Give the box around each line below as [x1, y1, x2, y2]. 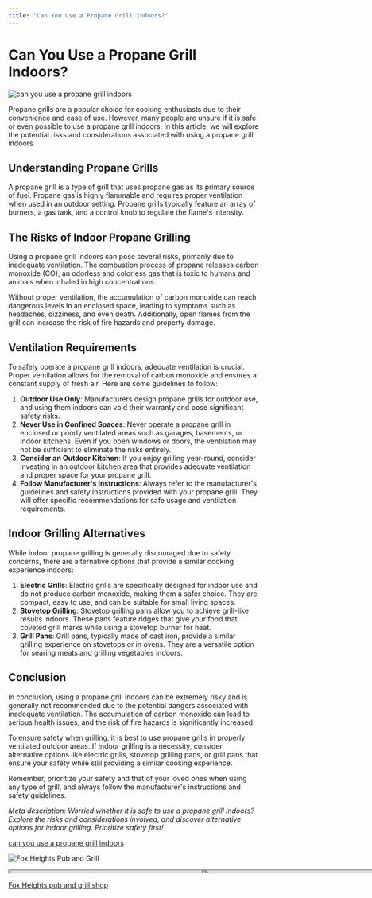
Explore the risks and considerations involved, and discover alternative [8, 814, 242, 823]
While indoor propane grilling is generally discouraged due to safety [8, 548, 231, 557]
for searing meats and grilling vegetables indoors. [19, 648, 183, 657]
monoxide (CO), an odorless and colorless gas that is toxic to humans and [8, 269, 250, 278]
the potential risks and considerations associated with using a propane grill [8, 130, 254, 139]
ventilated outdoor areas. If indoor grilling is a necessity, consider [8, 741, 223, 751]
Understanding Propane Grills [8, 161, 159, 175]
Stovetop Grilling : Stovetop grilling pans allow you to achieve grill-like [19, 606, 249, 615]
